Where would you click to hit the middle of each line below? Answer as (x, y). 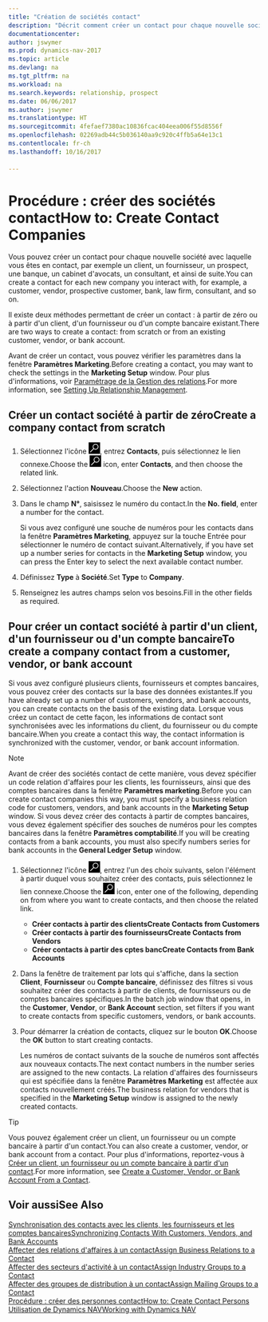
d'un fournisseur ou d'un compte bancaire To (122, 639)
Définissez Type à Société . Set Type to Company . (102, 577)
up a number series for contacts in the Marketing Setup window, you (133, 553)
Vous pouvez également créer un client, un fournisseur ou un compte (122, 1138)
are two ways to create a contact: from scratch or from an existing (117, 332)
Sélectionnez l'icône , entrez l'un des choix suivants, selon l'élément (138, 870)
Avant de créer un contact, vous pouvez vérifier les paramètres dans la (125, 356)
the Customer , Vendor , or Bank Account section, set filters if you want (137, 1008)
